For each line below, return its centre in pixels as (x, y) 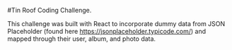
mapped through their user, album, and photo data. (82, 39)
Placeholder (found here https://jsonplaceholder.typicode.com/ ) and (107, 31)
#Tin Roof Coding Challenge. (50, 10)
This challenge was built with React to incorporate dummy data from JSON (116, 24)
